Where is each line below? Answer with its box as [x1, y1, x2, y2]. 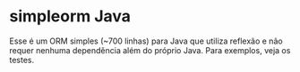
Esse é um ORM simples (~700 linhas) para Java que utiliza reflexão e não [9, 36, 284, 46]
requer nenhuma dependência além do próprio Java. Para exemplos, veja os [9, 44, 291, 55]
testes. [9, 54, 35, 65]
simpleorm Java [9, 6, 132, 27]
